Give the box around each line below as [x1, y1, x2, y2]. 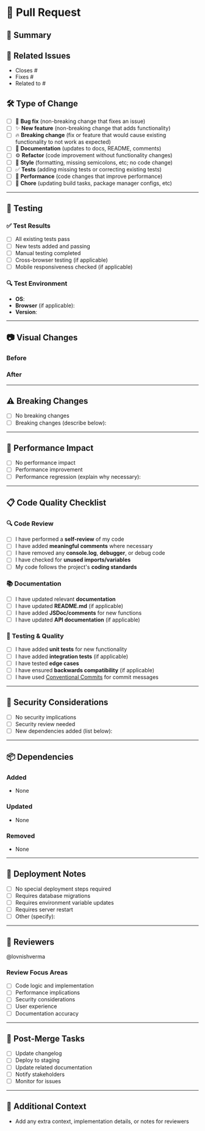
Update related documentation [15, 1064, 93, 1071]
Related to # [15, 80, 46, 87]
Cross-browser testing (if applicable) [15, 256, 108, 264]
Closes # [15, 67, 38, 74]
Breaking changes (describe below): [15, 419, 107, 426]
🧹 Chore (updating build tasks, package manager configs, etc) [15, 179, 173, 187]
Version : [15, 308, 38, 316]
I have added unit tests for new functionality [15, 645, 128, 653]
